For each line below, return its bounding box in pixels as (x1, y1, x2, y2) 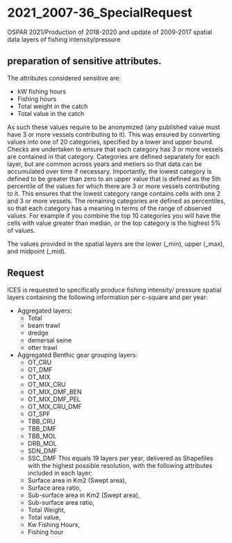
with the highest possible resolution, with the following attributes (27, 461, 213, 469)
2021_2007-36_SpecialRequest (7, 5, 192, 21)
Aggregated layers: (17, 306, 72, 315)
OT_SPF (27, 410, 51, 418)
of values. (7, 226, 36, 234)
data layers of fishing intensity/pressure (7, 35, 121, 43)
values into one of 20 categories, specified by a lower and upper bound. (7, 137, 214, 146)
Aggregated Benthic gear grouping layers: (17, 351, 138, 359)
